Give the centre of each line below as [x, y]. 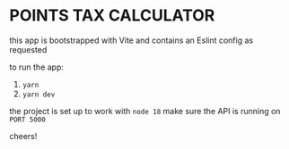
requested [28, 49]
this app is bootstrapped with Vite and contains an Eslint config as [131, 40]
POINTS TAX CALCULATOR [112, 16]
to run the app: [37, 67]
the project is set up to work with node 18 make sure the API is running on [145, 111]
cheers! [23, 136]
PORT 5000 [28, 120]
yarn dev [39, 95]
